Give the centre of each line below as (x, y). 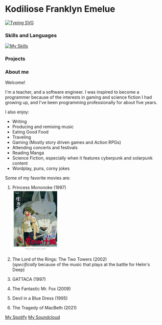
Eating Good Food (30, 132)
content (20, 163)
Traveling (22, 137)
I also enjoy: (17, 112)
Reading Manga (28, 153)
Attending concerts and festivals (45, 148)
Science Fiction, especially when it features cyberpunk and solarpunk (82, 158)
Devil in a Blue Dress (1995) (40, 298)
